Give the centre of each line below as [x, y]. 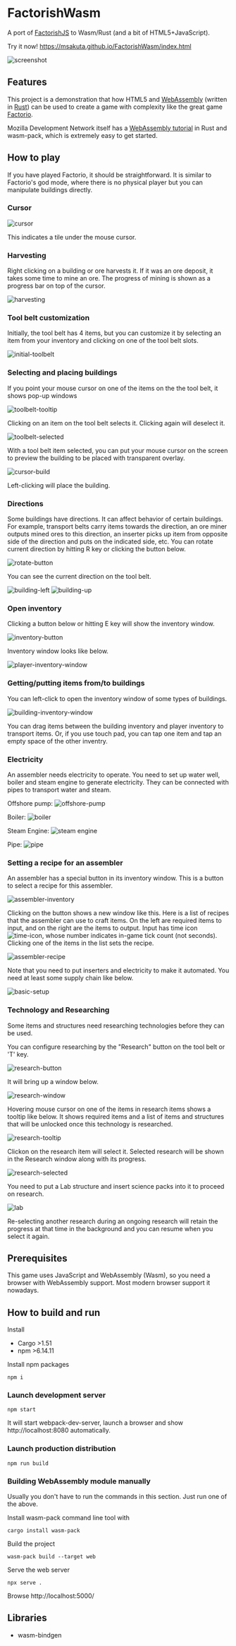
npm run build [28, 1463]
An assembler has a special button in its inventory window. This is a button [116, 878]
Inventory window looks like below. [58, 651]
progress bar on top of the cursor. [56, 286]
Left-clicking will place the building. [59, 485]
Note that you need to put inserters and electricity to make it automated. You [118, 970]
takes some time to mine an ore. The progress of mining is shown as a [109, 278]
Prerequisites [37, 1258]
